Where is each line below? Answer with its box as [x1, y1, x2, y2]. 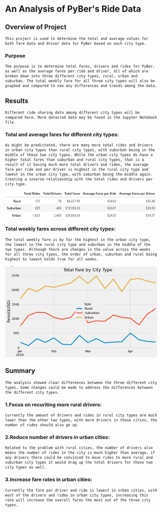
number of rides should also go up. [5, 422, 79, 428]
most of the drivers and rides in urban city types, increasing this [5, 493, 149, 497]
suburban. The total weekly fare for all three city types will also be [5, 79, 155, 84]
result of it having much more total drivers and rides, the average [5, 162, 149, 167]
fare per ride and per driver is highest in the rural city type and [5, 167, 149, 172]
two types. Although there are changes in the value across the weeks [5, 247, 151, 252]
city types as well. [5, 465, 47, 470]
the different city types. [5, 390, 60, 395]
